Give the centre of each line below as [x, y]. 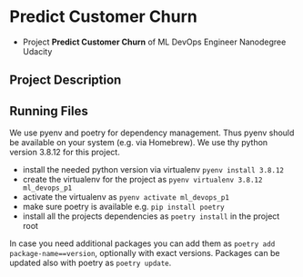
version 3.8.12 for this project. [65, 153]
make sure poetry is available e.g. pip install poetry [123, 207]
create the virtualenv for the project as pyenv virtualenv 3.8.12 [142, 180]
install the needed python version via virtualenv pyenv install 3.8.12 [153, 170]
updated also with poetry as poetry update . [91, 263]
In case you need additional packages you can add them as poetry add [142, 243]
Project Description [66, 80]
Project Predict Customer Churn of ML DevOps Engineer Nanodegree [154, 42]
